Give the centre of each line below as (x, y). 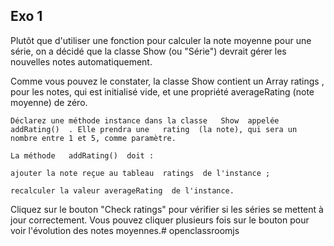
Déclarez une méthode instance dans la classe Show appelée (145, 120)
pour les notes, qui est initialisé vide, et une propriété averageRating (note (162, 91)
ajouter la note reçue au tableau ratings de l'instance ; (140, 173)
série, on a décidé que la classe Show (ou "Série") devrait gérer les (148, 51)
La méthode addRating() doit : (82, 155)
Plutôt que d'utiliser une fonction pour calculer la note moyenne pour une (161, 40)
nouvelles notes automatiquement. (81, 61)
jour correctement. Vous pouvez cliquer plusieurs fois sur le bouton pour (160, 220)
